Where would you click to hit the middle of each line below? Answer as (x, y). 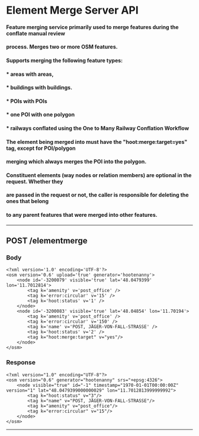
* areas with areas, (30, 74)
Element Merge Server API (73, 10)
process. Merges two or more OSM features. (62, 47)
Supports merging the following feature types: (65, 60)
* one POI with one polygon (41, 115)
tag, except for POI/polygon (41, 148)
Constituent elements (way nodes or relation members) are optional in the (99, 175)
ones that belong (28, 201)
